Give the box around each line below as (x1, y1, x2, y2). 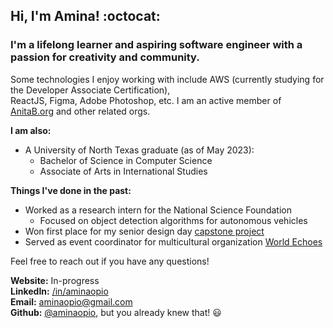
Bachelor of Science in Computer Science (39, 154, 213, 166)
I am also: (10, 124, 52, 136)
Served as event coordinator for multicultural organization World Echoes (24, 235, 323, 248)
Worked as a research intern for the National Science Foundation (24, 204, 292, 216)
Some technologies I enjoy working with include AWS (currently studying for (10, 73, 325, 85)
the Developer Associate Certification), (10, 84, 171, 96)
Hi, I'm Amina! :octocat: (10, 8, 161, 25)
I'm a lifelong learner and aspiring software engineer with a (10, 38, 303, 52)
